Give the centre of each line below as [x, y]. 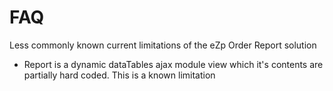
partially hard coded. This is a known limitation [119, 75]
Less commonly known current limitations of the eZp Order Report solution [163, 45]
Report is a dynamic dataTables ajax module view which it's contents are [173, 64]
